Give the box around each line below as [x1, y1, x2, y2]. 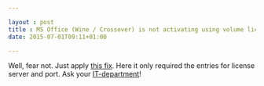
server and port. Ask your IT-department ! [8, 70, 141, 79]
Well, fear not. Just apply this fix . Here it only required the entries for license [8, 61, 255, 70]
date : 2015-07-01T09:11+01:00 [8, 33, 108, 41]
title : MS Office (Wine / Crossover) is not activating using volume [8, 25, 244, 34]
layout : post [8, 18, 55, 26]
